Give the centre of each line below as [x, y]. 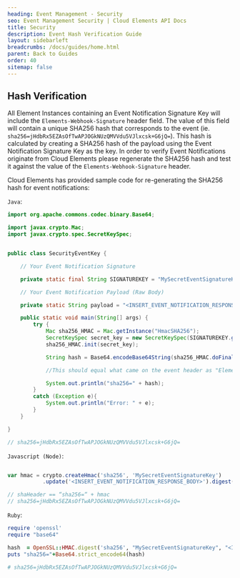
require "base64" [33, 534]
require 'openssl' [35, 528]
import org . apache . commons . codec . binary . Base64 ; [81, 215]
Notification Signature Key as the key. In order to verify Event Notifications [117, 151]
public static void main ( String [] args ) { [84, 318]
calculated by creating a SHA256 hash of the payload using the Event [110, 144]
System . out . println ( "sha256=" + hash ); [105, 383]
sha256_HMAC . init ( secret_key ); [92, 344]
